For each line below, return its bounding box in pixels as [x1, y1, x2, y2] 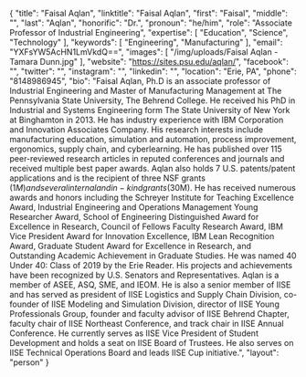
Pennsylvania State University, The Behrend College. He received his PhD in [9, 95, 296, 106]
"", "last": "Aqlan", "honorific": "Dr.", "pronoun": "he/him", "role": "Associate [9, 17, 292, 28]
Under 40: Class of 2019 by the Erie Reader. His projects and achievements [9, 260, 293, 270]
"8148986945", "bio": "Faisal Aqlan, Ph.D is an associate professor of [9, 76, 271, 86]
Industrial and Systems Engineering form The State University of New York [9, 105, 290, 115]
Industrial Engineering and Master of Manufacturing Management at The [9, 86, 282, 96]
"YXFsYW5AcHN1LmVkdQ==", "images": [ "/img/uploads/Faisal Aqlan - [9, 47, 279, 58]
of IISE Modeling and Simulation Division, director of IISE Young [40, 298, 280, 309]
